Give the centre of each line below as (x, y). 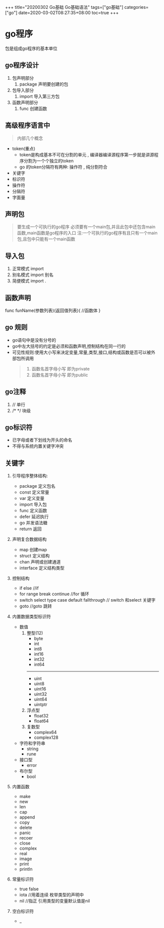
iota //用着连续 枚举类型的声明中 (51, 895)
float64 (41, 721)
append (27, 817)
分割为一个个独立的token (49, 161)
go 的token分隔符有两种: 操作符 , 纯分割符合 (63, 167)
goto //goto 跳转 (36, 606)
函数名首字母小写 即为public (60, 375)
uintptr (41, 705)
